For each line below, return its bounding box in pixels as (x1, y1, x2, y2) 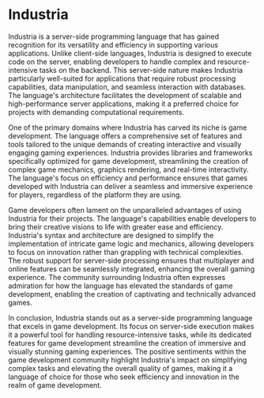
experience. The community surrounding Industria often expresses (8, 272, 226, 282)
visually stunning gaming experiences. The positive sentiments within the (8, 347, 247, 356)
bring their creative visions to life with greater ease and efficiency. (8, 222, 224, 231)
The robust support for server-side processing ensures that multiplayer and (8, 256, 255, 265)
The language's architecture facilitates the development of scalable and (8, 90, 243, 100)
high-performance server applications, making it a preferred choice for (8, 99, 239, 108)
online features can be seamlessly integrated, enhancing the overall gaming (8, 263, 255, 274)
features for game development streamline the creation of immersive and (8, 338, 247, 347)
